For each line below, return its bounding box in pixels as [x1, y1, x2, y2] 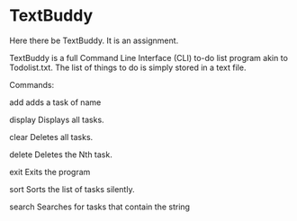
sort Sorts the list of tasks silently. [9, 183, 135, 194]
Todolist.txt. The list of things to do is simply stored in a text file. [9, 62, 247, 73]
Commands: [9, 79, 55, 90]
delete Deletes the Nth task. [9, 149, 112, 160]
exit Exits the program [9, 166, 91, 177]
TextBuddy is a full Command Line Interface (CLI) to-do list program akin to [9, 52, 288, 63]
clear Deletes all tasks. [9, 131, 94, 142]
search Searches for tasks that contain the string [9, 201, 191, 212]
